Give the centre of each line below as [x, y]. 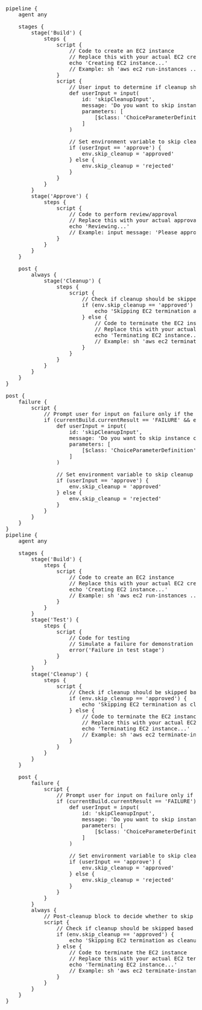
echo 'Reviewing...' [99, 226]
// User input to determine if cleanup [128, 87]
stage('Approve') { [60, 196]
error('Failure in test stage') [117, 650]
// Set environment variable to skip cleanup [125, 474]
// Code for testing [99, 638]
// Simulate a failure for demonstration [131, 644]
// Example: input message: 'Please [123, 232]
